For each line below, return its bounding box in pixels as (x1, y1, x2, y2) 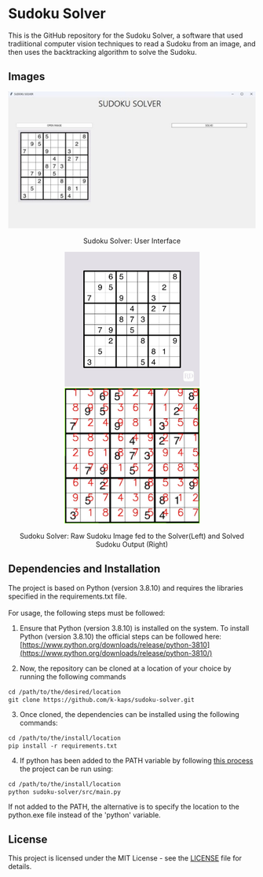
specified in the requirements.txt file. (8, 591, 127, 601)
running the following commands (19, 671, 126, 681)
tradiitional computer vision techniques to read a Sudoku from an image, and (8, 38, 256, 48)
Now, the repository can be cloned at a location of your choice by (19, 664, 232, 673)
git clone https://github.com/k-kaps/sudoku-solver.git (8, 696, 195, 704)
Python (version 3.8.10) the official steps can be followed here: (19, 631, 222, 641)
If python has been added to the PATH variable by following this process (19, 755, 254, 765)
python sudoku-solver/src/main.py (8, 788, 122, 796)
